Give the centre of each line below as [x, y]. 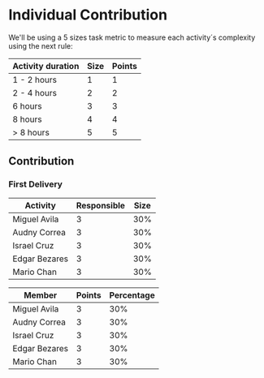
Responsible [101, 205]
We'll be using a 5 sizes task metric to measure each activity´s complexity [132, 37]
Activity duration [46, 66]
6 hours [27, 105]
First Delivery [36, 184]
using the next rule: [41, 45]
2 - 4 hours [35, 92]
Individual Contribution [88, 15]
